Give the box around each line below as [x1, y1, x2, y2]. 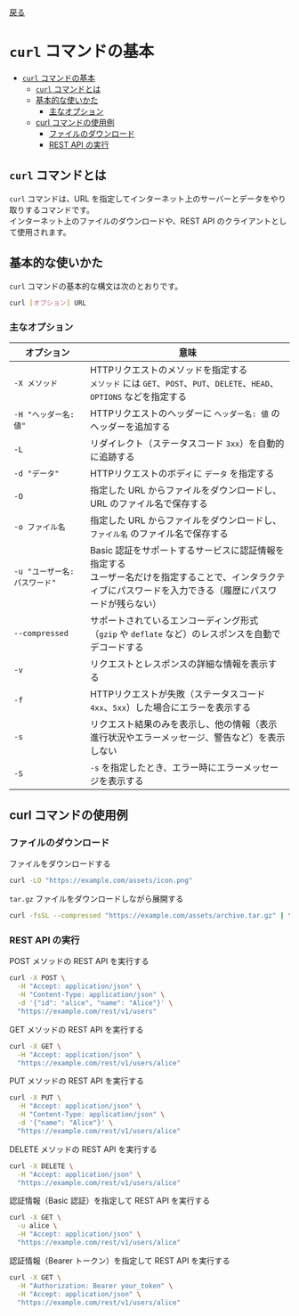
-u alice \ [17, 1222, 58, 1230]
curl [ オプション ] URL [9, 298, 87, 307]
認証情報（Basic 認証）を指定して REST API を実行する [9, 1196, 211, 1206]
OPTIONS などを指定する [90, 390, 187, 403]
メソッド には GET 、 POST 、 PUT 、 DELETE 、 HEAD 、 [90, 377, 279, 389]
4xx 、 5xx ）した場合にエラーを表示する [90, 701, 252, 714]
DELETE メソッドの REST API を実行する [9, 1143, 158, 1155]
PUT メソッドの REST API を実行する [9, 1075, 144, 1086]
